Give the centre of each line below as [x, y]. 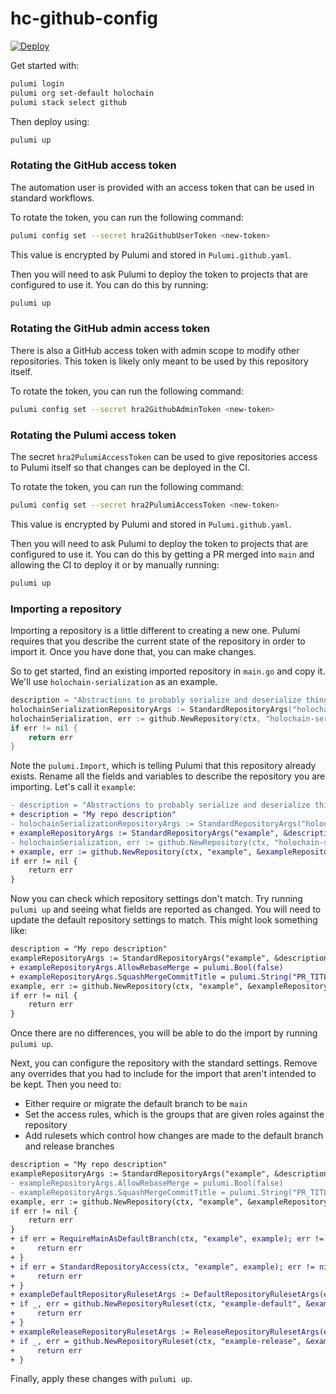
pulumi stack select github [69, 102]
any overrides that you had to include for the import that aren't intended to [163, 1074]
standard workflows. [52, 198]
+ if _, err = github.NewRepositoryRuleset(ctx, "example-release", [156, 1341]
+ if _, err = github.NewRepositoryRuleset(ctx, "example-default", [156, 1304]
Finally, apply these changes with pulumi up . [101, 1379]
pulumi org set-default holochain [82, 93]
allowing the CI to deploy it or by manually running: [115, 564]
